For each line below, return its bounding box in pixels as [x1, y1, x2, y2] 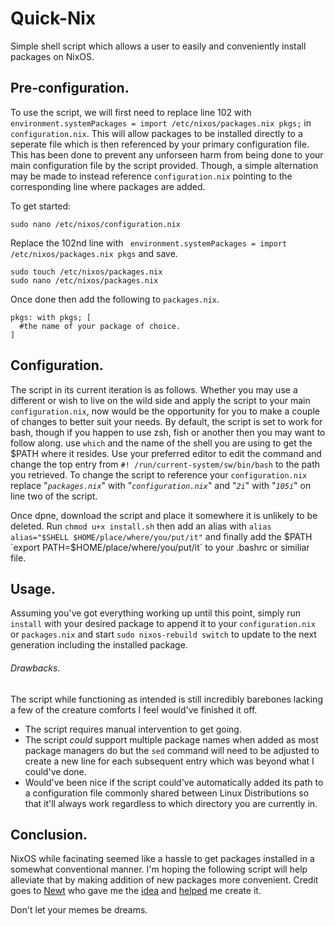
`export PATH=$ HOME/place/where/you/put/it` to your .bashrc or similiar [10, 541, 310, 553]
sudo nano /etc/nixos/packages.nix [10, 275, 159, 286]
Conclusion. [10, 826, 88, 843]
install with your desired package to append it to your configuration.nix [10, 618, 316, 630]
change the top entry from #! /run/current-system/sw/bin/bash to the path [10, 458, 321, 470]
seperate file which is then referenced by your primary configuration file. [10, 138, 310, 150]
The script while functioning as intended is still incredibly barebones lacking [10, 693, 323, 705]
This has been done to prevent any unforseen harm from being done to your [10, 148, 324, 161]
